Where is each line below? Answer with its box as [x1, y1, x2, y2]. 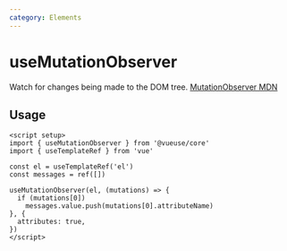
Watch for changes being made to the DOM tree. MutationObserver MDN [9, 82, 278, 92]
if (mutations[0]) [17, 194, 87, 203]
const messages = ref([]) [9, 170, 106, 179]
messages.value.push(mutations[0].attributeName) [25, 202, 215, 211]
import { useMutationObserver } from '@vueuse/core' [9, 139, 210, 148]
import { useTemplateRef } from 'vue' [9, 147, 154, 156]
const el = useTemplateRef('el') [9, 162, 134, 171]
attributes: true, [17, 217, 87, 227]
